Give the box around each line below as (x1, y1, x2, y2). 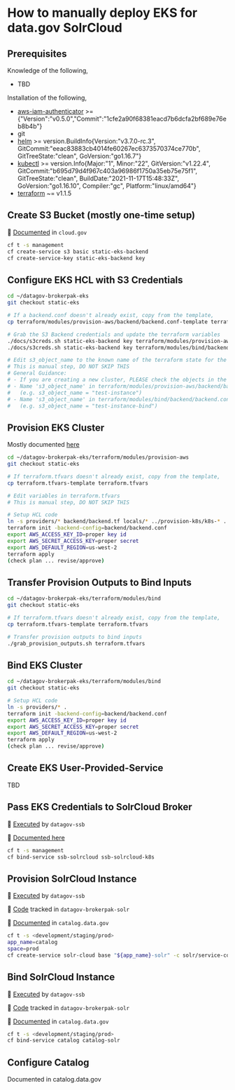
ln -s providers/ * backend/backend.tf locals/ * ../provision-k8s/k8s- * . (7, 518, 227, 525)
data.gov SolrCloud (7, 20, 122, 36)
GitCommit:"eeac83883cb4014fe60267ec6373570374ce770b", (17, 144, 201, 152)
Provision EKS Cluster (7, 422, 105, 433)
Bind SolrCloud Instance (7, 971, 115, 983)
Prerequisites (7, 48, 67, 60)
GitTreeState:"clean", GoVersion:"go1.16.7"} (17, 152, 142, 160)
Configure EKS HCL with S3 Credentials (7, 274, 183, 285)
